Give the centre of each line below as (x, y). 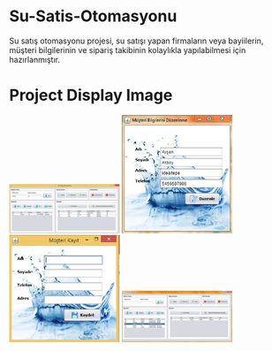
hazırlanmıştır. (34, 59)
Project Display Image (91, 95)
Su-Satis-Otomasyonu (93, 16)
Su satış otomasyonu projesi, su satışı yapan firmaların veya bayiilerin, (136, 41)
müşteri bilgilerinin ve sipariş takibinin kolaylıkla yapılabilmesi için (128, 50)
